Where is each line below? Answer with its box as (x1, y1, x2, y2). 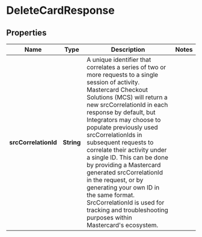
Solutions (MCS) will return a (86, 93, 168, 101)
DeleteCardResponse (6, 4, 115, 17)
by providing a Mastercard (86, 161, 161, 169)
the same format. (86, 191, 135, 199)
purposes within (86, 214, 132, 221)
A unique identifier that (86, 55, 151, 64)
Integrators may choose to (86, 115, 161, 124)
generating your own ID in (86, 183, 160, 191)
